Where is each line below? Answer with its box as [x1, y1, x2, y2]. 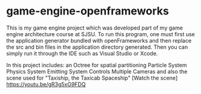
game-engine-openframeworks [6, 4, 170, 18]
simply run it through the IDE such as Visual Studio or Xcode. [6, 49, 159, 57]
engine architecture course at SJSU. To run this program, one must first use [6, 30, 195, 37]
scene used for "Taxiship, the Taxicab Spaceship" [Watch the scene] [6, 74, 178, 81]
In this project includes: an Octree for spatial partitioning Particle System [6, 61, 187, 69]
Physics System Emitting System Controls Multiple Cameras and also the [6, 67, 188, 75]
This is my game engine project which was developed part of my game [6, 24, 183, 31]
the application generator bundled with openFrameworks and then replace [6, 37, 192, 44]
